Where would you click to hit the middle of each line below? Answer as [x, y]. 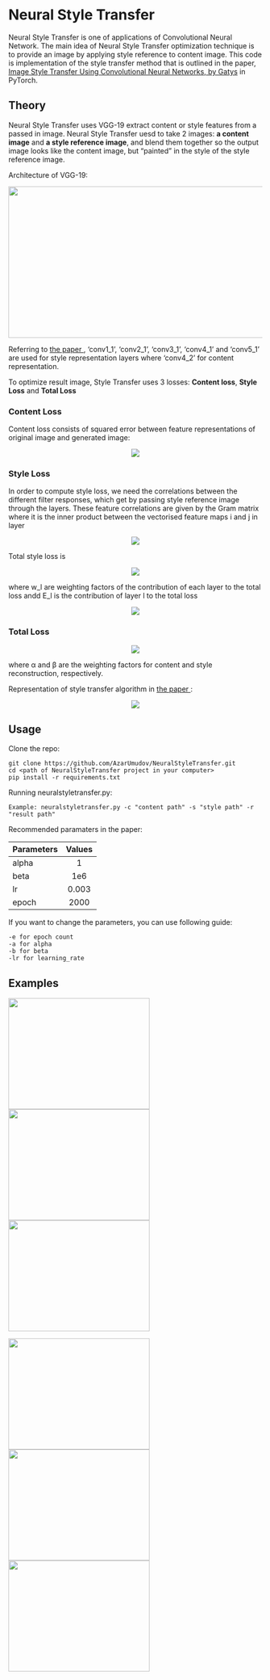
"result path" [32, 815]
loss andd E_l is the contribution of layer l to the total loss [103, 596]
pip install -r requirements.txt [64, 778]
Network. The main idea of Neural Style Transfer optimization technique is [131, 45]
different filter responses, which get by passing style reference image [124, 500]
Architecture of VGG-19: [48, 174]
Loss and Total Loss [42, 390]
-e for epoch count [41, 937]
